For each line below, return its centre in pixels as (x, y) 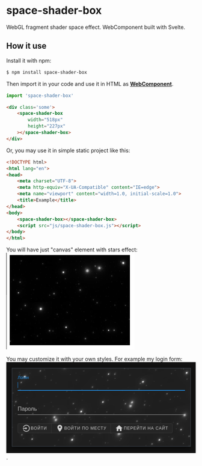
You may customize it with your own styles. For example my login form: (94, 359)
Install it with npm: (29, 60)
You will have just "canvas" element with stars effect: (72, 250)
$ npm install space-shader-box (47, 72)
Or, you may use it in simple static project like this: (68, 150)
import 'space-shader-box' (40, 96)
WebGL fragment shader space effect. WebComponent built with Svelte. (96, 27)
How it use (26, 46)
